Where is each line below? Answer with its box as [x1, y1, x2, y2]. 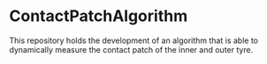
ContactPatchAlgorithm [9, 6, 188, 26]
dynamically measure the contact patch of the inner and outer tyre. [9, 44, 254, 54]
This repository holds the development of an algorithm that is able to [9, 35, 259, 46]
